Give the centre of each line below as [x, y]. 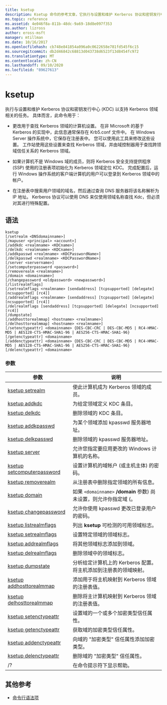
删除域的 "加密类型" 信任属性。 [109, 656]
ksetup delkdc [24, 413]
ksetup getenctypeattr [34, 630]
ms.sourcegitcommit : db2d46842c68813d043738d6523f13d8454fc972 [72, 51]
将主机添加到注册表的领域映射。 [110, 570]
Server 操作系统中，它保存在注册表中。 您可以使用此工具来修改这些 [81, 138]
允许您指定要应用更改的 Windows [112, 449]
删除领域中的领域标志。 [100, 554]
